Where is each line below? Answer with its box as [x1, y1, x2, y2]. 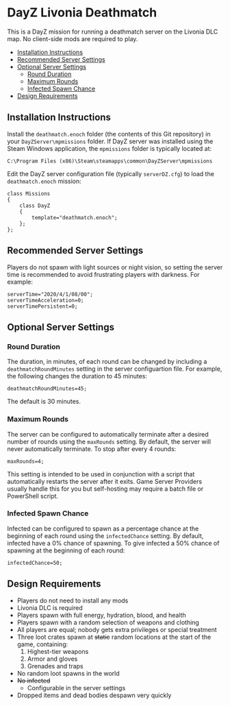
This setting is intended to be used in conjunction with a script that [7, 470, 195, 478]
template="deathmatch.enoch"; [31, 214, 118, 221]
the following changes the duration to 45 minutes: [7, 372, 147, 380]
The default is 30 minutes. [7, 398, 81, 406]
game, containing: [16, 640, 68, 648]
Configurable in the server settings [27, 683, 126, 692]
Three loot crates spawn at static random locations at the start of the [16, 633, 212, 641]
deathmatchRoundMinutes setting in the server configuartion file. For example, [7, 365, 222, 373]
